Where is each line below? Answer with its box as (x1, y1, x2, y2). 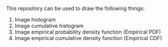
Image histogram (14, 16, 56, 23)
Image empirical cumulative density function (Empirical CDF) (14, 35, 162, 41)
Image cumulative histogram (14, 23, 84, 29)
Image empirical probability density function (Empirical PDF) (14, 28, 161, 35)
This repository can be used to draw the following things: (6, 5, 145, 12)
